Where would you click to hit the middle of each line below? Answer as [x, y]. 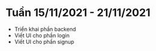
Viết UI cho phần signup [44, 42]
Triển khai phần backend [45, 29]
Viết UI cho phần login [42, 35]
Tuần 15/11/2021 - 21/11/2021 [78, 13]
